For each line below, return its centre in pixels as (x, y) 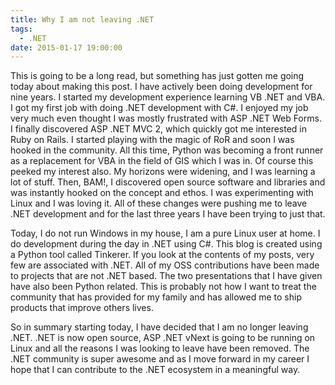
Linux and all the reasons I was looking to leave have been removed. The (160, 348)
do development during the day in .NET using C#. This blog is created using (166, 244)
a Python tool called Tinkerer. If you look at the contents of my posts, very (162, 255)
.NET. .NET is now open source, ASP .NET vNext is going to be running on (163, 338)
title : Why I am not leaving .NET (82, 19)
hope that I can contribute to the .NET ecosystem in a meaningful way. (155, 370)
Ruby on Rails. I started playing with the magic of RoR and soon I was (152, 140)
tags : (21, 29)
